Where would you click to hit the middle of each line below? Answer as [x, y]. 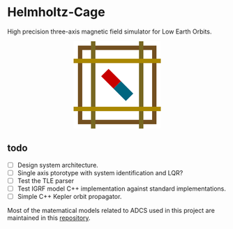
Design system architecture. [58, 165]
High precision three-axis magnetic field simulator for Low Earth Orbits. [110, 31]
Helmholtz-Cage [57, 12]
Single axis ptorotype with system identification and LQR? [100, 172]
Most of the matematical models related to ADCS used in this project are [111, 211]
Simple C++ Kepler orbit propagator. [69, 197]
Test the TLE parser [46, 180]
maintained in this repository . [49, 218]
